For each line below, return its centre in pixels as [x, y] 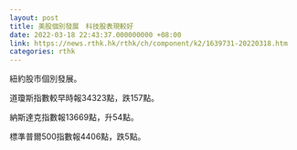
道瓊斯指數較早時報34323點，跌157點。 [85, 98]
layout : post [34, 18]
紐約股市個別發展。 [46, 79]
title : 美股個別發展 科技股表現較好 [72, 26]
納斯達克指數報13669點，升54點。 [74, 117]
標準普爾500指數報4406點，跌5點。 [78, 136]
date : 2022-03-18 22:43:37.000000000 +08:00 [95, 35]
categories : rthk [42, 52]
